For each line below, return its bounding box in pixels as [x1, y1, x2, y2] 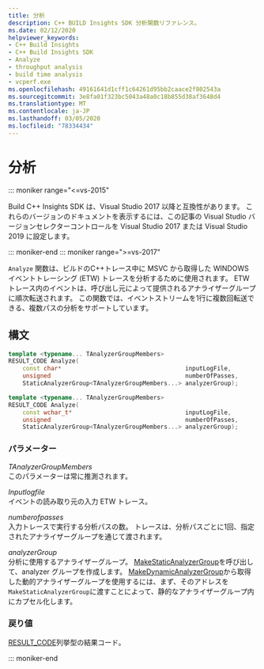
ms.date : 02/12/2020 [8, 26, 77, 34]
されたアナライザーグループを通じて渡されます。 [8, 531, 167, 541]
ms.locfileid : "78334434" [8, 122, 93, 130]
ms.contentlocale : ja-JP [8, 108, 90, 116]
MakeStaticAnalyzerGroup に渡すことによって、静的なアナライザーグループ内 [8, 587, 255, 596]
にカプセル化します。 [8, 596, 77, 606]
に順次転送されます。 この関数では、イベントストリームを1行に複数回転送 [8, 293, 247, 302]
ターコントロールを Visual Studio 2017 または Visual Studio [56, 221, 248, 230]
